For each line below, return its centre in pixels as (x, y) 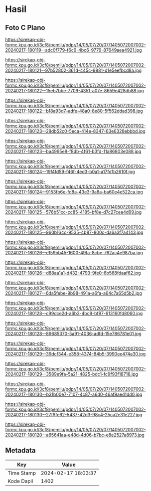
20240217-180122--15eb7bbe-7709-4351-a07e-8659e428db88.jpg (75, 90)
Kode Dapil (20, 481)
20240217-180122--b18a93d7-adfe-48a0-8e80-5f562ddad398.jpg (74, 111)
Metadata (20, 450)
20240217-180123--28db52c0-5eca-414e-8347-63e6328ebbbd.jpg (75, 131)
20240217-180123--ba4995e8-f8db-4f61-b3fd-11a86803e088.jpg (73, 151)
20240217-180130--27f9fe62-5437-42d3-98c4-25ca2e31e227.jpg (74, 414)
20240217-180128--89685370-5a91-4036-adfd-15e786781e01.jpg (74, 333)
